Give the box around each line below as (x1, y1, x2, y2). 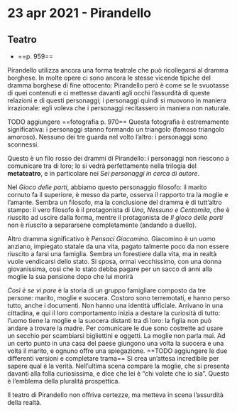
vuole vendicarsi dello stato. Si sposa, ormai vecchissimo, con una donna (7, 258, 222, 265)
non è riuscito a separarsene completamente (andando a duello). (7, 221, 197, 229)
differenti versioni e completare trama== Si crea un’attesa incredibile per (7, 354, 219, 362)
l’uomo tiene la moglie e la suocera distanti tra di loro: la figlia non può (7, 317, 211, 324)
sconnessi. (7, 140, 39, 149)
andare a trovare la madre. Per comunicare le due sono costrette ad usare (7, 324, 224, 332)
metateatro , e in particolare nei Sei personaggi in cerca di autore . (7, 169, 200, 177)
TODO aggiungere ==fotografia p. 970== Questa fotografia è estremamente (7, 117, 229, 126)
